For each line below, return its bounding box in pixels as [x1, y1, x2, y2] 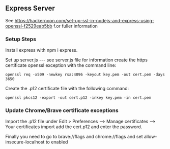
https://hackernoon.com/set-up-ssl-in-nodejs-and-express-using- [14, 17, 154, 23]
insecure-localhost [5, 139, 45, 145]
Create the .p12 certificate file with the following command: [5, 86, 129, 92]
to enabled [45, 139, 68, 145]
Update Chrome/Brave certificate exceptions [5, 107, 119, 114]
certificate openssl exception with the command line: [5, 62, 117, 68]
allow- [144, 134, 157, 140]
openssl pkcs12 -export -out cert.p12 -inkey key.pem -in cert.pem [5, 95, 152, 100]
